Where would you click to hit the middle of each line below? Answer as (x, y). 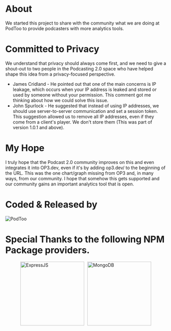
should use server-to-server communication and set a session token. (85, 111)
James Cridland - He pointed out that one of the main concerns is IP (84, 84)
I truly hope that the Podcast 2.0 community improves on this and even (80, 162)
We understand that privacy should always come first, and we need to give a (86, 63)
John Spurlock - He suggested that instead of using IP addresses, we (86, 106)
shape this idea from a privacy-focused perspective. (60, 74)
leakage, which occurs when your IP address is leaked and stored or (84, 89)
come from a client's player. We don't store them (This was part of (82, 122)
